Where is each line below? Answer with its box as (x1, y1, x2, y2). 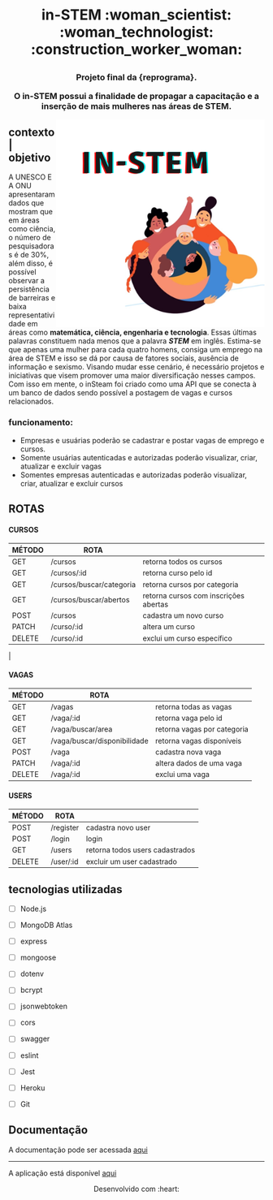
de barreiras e (8, 293, 55, 303)
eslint (19, 1050, 39, 1060)
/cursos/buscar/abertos (50, 595, 130, 605)
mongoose (19, 952, 57, 963)
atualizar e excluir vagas (19, 461, 102, 471)
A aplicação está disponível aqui (8, 1168, 117, 1178)
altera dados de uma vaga (155, 758, 242, 768)
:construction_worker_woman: (30, 41, 243, 58)
